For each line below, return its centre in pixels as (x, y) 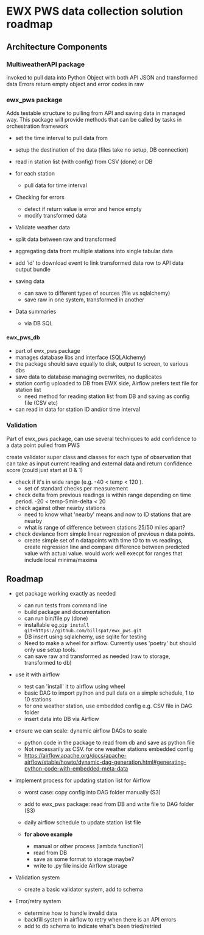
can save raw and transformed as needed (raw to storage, (97, 656)
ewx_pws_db (23, 337)
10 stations (38, 700)
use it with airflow (37, 674)
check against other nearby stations (60, 508)
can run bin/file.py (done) (56, 618)
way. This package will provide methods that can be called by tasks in (94, 120)
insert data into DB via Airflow (62, 719)
